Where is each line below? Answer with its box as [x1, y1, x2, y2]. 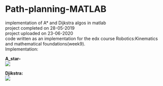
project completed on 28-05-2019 [5, 25, 75, 31]
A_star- [5, 55, 21, 61]
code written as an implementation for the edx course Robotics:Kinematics [5, 36, 158, 42]
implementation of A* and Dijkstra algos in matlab [5, 20, 106, 26]
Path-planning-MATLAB [5, 3, 107, 15]
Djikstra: [5, 70, 23, 76]
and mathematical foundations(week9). [5, 41, 85, 46]
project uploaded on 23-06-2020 [5, 30, 74, 36]
